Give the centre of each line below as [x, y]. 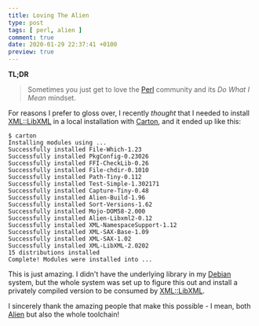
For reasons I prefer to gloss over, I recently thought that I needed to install [129, 113]
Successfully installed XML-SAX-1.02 [70, 239]
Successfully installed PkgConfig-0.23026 [78, 156]
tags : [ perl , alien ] [45, 30]
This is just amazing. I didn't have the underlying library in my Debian [120, 274]
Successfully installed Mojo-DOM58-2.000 [77, 211]
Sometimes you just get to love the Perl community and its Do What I [138, 90]
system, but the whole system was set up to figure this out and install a [123, 282]
